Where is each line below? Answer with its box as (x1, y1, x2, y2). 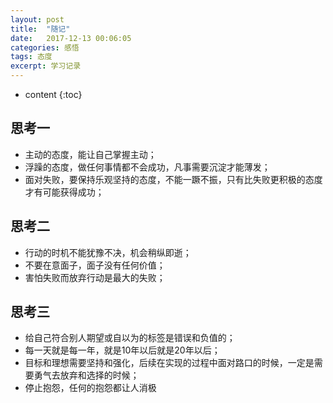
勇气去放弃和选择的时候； (33, 369, 140, 381)
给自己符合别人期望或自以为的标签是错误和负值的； (24, 332, 236, 344)
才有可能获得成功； (24, 186, 105, 198)
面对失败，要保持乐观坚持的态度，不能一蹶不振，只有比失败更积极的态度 (24, 173, 323, 185)
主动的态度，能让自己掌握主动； (24, 148, 157, 160)
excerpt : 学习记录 (10, 61, 82, 71)
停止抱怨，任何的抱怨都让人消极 (24, 382, 157, 394)
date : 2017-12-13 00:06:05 (10, 33, 132, 43)
